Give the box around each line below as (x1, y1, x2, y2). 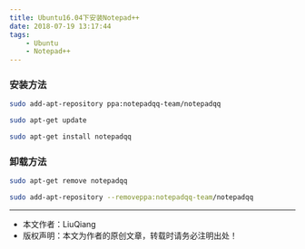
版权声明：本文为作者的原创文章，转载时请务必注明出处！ (22, 230, 238, 241)
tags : (9, 30, 30, 39)
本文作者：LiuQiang (22, 219, 97, 230)
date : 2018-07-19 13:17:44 (9, 22, 112, 31)
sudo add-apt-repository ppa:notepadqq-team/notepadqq (9, 100, 221, 109)
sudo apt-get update (9, 116, 88, 125)
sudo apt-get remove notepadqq (9, 177, 128, 186)
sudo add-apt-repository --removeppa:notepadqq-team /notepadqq (9, 193, 254, 202)
